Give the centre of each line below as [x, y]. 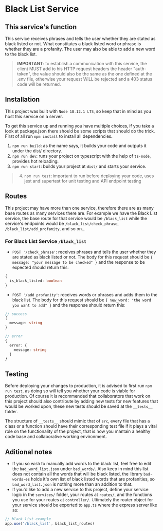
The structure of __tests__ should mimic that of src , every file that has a [78, 421]
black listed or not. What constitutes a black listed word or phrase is [73, 44]
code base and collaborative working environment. [56, 437]
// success [16, 314]
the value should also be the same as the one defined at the [92, 74]
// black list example [28, 519]
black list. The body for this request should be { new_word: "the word [82, 300]
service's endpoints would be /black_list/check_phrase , [62, 223]
